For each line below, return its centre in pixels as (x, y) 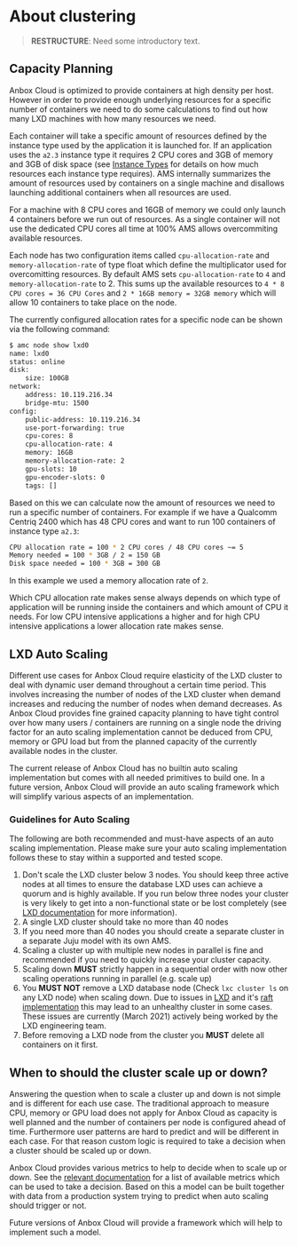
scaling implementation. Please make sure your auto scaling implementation (148, 848)
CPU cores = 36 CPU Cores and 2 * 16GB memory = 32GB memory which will (143, 293)
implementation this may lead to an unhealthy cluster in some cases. (147, 1007)
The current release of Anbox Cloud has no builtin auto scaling (123, 768)
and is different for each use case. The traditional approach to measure (139, 1104)
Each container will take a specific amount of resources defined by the (138, 136)
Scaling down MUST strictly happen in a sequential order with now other (155, 969)
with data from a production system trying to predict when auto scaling (139, 1196)
